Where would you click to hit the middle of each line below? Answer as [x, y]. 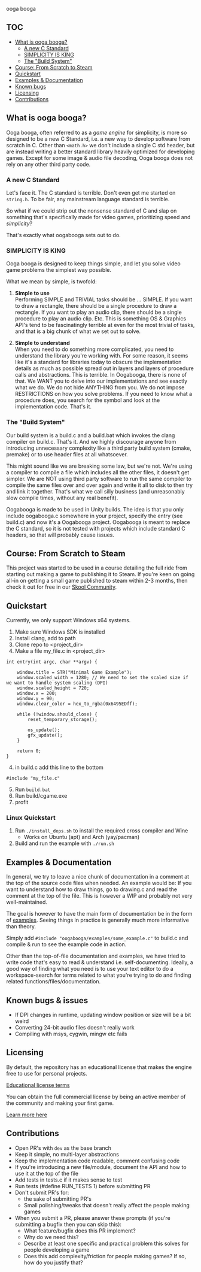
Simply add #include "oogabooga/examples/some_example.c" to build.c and [97, 938]
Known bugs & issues [47, 1000]
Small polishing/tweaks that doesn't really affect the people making [107, 1205]
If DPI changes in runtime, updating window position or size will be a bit [103, 1015]
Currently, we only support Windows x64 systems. [68, 620]
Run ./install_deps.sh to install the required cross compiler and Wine [101, 831]
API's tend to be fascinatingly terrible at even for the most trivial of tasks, [105, 325]
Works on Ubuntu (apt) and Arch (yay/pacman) [81, 837]
